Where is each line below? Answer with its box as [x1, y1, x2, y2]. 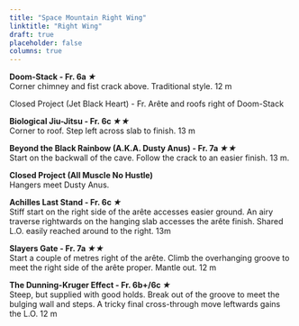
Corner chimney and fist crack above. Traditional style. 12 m [9, 81, 232, 92]
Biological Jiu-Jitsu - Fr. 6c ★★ [9, 116, 131, 127]
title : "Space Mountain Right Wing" [9, 13, 147, 23]
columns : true [9, 47, 63, 56]
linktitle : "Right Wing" [9, 22, 103, 31]
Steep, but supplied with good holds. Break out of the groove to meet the [9, 289, 280, 300]
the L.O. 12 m [9, 308, 58, 320]
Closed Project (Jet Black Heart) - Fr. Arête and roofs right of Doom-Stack [9, 98, 285, 109]
